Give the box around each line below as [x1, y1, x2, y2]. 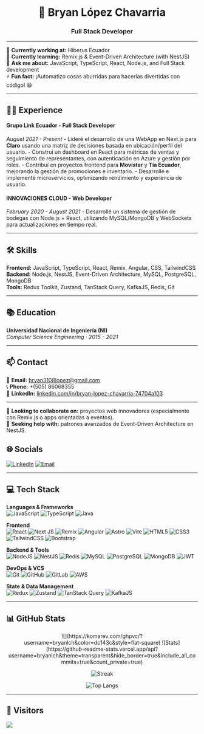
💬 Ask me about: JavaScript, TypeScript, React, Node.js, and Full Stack [6, 60, 185, 67]
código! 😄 [6, 81, 32, 89]
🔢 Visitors [6, 705, 44, 716]
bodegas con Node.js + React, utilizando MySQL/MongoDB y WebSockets [6, 214, 192, 222]
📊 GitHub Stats [6, 613, 66, 623]
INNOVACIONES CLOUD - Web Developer [6, 194, 112, 202]
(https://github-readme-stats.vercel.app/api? [46, 645, 158, 653]
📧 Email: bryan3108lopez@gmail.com [6, 376, 100, 383]
